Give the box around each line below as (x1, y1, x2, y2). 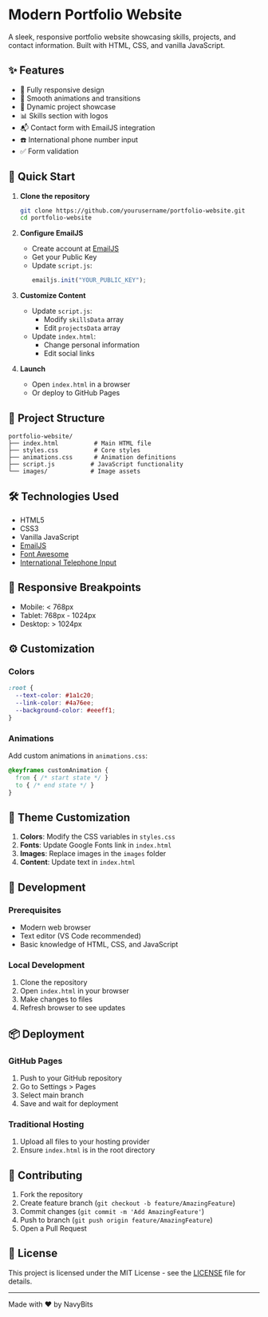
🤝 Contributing (8, 1168, 83, 1182)
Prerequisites (8, 904, 61, 915)
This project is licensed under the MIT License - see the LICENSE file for (8, 1267, 246, 1277)
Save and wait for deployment (19, 1098, 119, 1108)
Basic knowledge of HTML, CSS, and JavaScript (19, 939, 179, 949)
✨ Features (8, 64, 65, 77)
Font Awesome (19, 549, 69, 558)
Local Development (8, 959, 85, 970)
